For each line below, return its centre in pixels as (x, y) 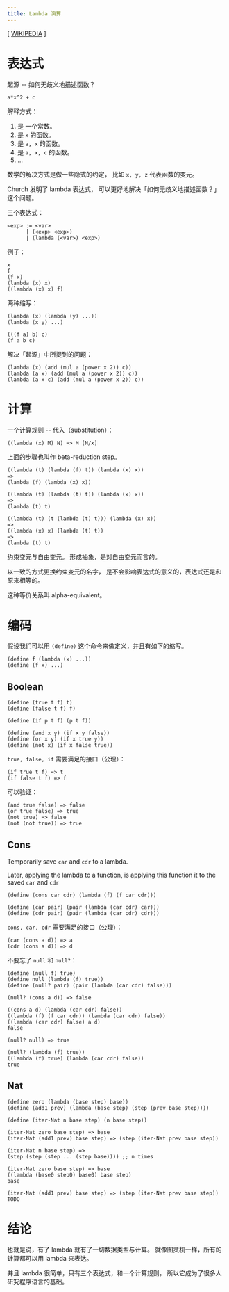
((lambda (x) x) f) (35, 289)
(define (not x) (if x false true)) (60, 745)
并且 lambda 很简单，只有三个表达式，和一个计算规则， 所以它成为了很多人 (114, 1273)
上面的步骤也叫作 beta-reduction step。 (64, 457)
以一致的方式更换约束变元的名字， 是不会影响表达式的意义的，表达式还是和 (114, 572)
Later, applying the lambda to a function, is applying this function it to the (112, 875)
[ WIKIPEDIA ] (27, 33)
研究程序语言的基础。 (37, 1282)
